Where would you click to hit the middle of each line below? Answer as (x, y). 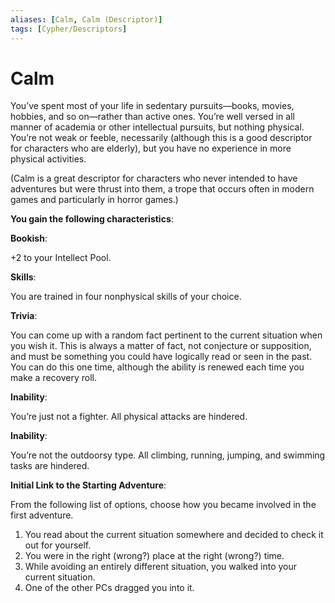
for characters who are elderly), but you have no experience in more (151, 148)
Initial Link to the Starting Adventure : (88, 485)
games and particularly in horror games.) (94, 200)
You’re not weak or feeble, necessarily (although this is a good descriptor (161, 138)
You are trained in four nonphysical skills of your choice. (126, 297)
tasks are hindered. (50, 466)
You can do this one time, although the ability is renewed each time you (157, 367)
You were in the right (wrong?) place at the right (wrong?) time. (154, 556)
